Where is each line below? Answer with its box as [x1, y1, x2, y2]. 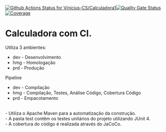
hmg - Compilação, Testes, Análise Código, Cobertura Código [12, 90, 141, 96]
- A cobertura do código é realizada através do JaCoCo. [5, 121, 122, 127]
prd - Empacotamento [12, 95, 58, 101]
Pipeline [5, 75, 22, 81]
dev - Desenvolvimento [12, 54, 61, 60]
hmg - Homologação [12, 59, 56, 65]
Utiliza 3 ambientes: [5, 44, 46, 50]
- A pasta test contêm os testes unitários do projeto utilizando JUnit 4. [5, 115, 151, 121]
